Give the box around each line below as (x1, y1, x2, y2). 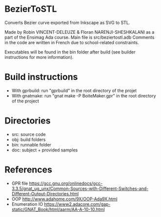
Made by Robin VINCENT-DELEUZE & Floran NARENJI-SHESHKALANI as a (4, 29, 155, 35)
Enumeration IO (11, 201, 43, 207)
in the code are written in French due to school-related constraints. (4, 39, 140, 45)
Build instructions (4, 72, 78, 83)
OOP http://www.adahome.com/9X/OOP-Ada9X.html (11, 196, 118, 202)
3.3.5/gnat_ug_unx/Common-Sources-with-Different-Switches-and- (11, 185, 149, 192)
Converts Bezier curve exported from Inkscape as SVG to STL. (4, 20, 130, 25)
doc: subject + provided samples (11, 147, 78, 153)
